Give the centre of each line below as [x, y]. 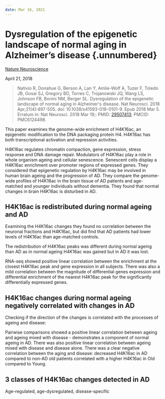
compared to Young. [26, 364]
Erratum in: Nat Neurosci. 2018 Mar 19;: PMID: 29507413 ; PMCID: [83, 114]
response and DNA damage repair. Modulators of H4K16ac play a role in [78, 154]
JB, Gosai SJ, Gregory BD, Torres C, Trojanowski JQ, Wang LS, [81, 93]
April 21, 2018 [19, 78]
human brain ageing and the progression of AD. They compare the [72, 176]
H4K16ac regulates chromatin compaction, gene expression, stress [73, 149]
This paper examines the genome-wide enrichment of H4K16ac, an [73, 129]
